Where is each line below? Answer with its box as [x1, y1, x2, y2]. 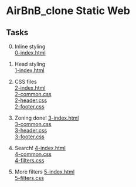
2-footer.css [14, 103, 45, 110]
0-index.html [14, 49, 46, 56]
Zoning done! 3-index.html [14, 114, 79, 121]
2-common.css [14, 91, 52, 97]
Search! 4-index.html [14, 145, 66, 151]
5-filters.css [14, 175, 44, 181]
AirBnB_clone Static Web [6, 4, 131, 18]
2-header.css [14, 97, 47, 104]
